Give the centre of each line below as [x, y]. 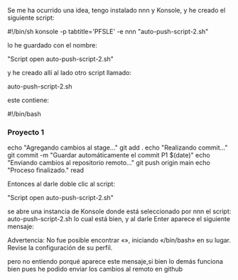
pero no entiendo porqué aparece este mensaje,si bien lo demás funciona [115, 262]
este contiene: [28, 100]
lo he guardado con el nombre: [53, 45]
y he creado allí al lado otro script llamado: [69, 73]
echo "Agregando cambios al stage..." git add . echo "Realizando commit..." [118, 147]
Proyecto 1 [26, 132]
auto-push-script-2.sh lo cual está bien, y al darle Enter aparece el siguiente [119, 219]
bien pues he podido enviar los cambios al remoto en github [95, 269]
